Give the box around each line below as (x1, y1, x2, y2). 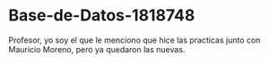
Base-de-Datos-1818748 (8, 5, 195, 26)
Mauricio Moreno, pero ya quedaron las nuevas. (8, 43, 186, 54)
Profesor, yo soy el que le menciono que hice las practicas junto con (8, 35, 261, 45)
